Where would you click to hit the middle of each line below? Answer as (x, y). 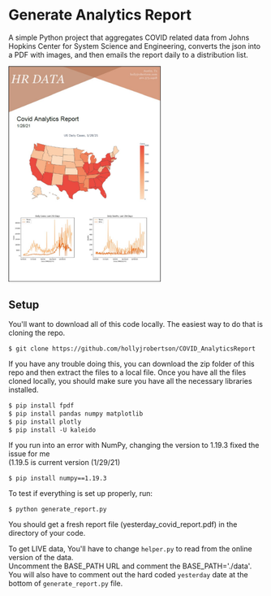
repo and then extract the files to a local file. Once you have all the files (127, 372)
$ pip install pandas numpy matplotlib (76, 414)
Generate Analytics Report (100, 15)
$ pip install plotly (45, 422)
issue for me (29, 454)
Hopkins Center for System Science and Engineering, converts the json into (135, 46)
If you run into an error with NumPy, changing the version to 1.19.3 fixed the (134, 446)
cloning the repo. (37, 333)
